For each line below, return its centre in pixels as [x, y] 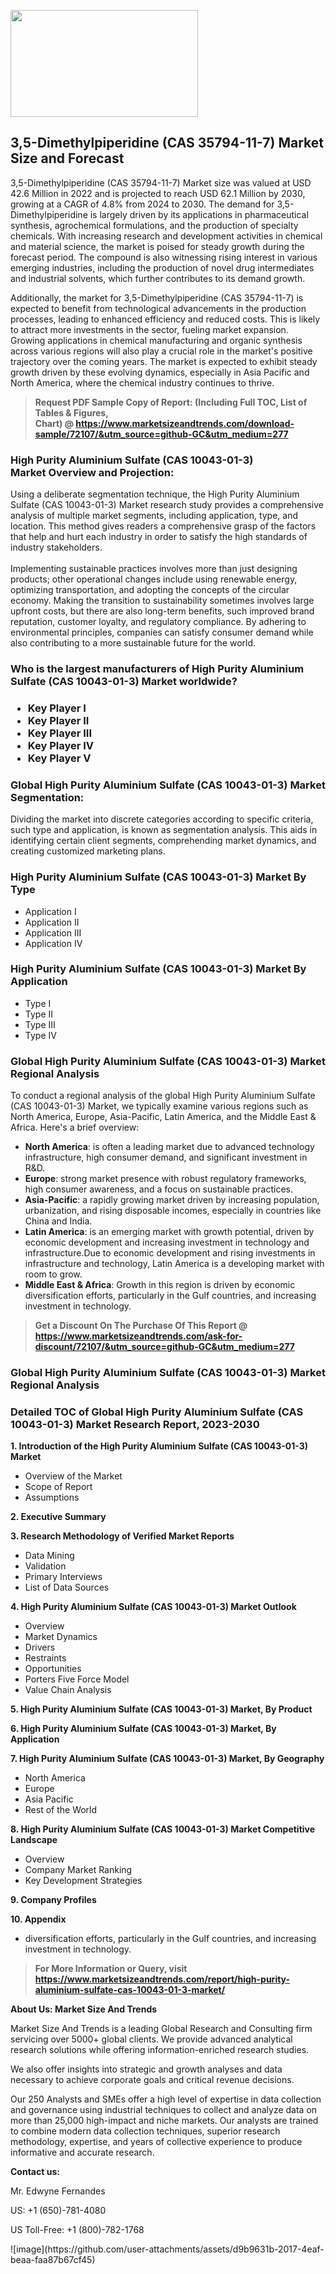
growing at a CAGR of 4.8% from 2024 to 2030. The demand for [142, 204]
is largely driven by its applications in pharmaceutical [199, 214]
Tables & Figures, [71, 412]
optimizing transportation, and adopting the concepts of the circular [150, 590]
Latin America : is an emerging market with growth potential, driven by [169, 1232]
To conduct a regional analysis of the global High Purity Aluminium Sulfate [163, 1096]
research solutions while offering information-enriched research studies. [160, 2050]
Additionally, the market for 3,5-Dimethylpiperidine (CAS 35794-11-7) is [157, 297]
